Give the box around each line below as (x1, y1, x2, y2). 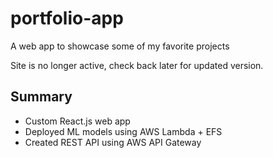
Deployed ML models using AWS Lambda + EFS (24, 125, 223, 137)
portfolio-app (10, 7, 124, 30)
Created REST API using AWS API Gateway (24, 136, 202, 148)
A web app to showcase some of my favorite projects (10, 40, 230, 52)
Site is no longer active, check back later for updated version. (10, 59, 264, 71)
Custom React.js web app (24, 115, 131, 127)
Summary (10, 88, 73, 106)
